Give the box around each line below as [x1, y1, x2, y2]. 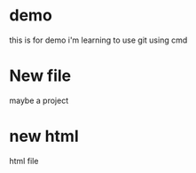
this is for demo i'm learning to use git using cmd [9, 35, 188, 45]
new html [9, 126, 79, 146]
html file [9, 155, 39, 166]
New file [9, 66, 72, 86]
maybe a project [9, 95, 69, 106]
